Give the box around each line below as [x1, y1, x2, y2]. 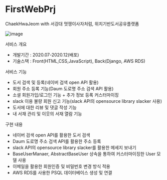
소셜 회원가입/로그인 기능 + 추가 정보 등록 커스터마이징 [12, 92, 119, 98]
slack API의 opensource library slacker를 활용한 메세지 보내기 [12, 144, 136, 150]
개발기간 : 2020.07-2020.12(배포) [12, 52, 79, 58]
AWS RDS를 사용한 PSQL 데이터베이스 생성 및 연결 [12, 169, 112, 175]
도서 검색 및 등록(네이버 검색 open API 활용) [12, 79, 99, 85]
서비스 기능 [5, 69, 27, 75]
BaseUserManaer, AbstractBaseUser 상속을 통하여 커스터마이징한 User [12, 150, 156, 156]
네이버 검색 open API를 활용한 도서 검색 [12, 132, 90, 138]
